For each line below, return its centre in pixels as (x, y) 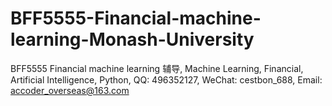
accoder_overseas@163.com (70, 90)
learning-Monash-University (132, 39)
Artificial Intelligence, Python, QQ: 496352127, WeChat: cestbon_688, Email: (166, 79)
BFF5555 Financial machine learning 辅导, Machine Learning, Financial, (157, 68)
